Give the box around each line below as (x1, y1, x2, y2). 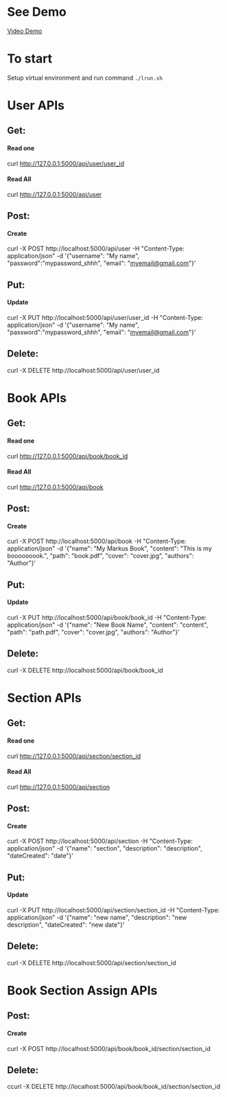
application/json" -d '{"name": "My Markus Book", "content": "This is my (7, 544, 213, 553)
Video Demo (7, 27, 43, 35)
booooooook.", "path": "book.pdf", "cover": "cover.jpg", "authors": (7, 552, 194, 560)
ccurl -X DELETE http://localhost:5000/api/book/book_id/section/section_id (7, 1083, 221, 1091)
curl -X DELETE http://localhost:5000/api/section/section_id (7, 958, 176, 967)
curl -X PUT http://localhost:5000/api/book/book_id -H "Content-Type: (7, 614, 207, 622)
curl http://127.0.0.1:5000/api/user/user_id (7, 159, 125, 168)
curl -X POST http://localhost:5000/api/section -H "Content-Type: (7, 837, 193, 845)
